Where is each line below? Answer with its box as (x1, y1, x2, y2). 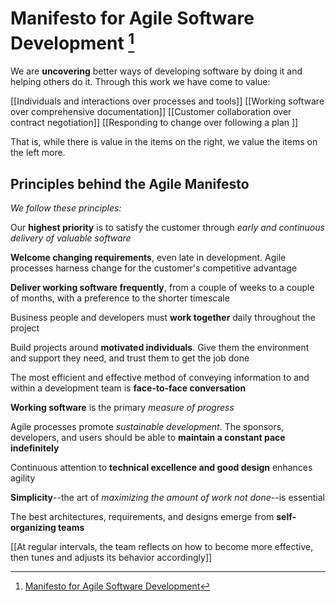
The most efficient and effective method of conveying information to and (10, 372, 310, 384)
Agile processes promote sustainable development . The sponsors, (10, 421, 285, 433)
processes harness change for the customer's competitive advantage (10, 262, 298, 274)
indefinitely (10, 442, 60, 454)
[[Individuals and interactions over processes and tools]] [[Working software (10, 95, 325, 107)
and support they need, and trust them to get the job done (10, 352, 250, 364)
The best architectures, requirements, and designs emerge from (10, 511, 275, 523)
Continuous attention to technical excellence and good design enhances (10, 462, 313, 474)
